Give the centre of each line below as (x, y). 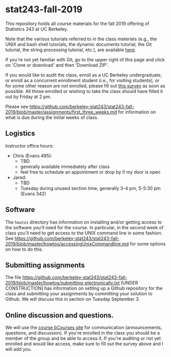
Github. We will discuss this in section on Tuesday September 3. (73, 299)
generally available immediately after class (65, 166)
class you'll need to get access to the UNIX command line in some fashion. (84, 233)
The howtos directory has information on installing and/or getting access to (84, 222)
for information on (137, 112)
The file (13, 277)
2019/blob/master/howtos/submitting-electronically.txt (63, 283)
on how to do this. (24, 249)
